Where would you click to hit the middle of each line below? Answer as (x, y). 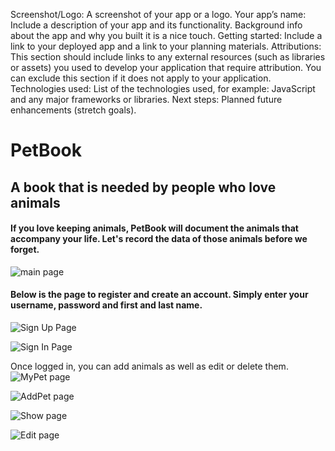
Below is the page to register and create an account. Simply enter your (159, 295)
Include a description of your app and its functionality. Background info (156, 25)
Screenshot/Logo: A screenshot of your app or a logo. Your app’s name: (158, 14)
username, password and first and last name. (106, 305)
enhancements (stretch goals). (73, 110)
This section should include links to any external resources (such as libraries (168, 57)
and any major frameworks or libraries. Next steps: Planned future (146, 99)
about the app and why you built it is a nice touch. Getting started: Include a (166, 35)
